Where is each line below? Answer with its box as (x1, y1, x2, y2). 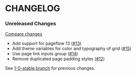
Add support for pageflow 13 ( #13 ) (12, 41, 82, 46)
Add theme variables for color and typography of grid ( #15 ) (12, 46, 132, 51)
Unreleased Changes (5, 20, 56, 27)
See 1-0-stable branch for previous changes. (5, 65, 95, 71)
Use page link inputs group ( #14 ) (12, 51, 78, 57)
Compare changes (5, 31, 43, 37)
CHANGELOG (5, 3, 60, 14)
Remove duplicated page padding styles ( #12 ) (12, 56, 105, 62)
